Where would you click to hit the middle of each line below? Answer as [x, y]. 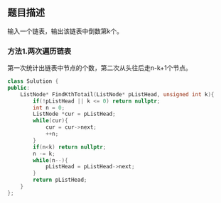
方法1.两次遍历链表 [39, 51]
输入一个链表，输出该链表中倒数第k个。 [65, 31]
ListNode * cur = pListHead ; [74, 114]
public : [19, 88]
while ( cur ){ [51, 121]
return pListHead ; [60, 180]
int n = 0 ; [49, 108]
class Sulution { [33, 81]
